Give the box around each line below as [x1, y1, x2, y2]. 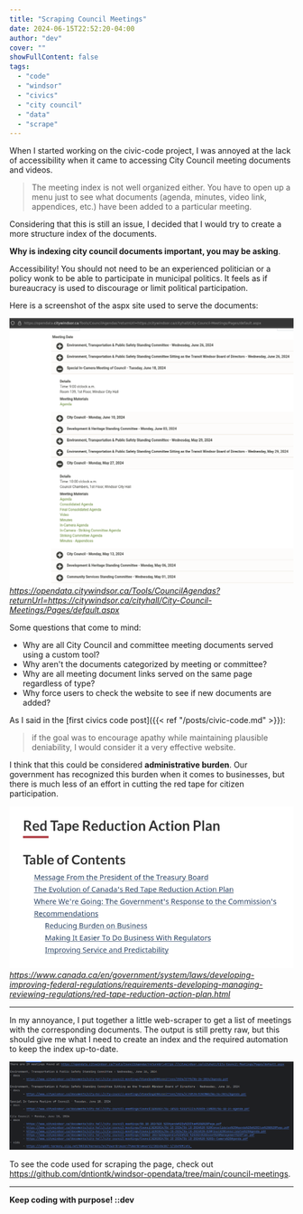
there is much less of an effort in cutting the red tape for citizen [9, 778, 245, 790]
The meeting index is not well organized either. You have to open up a [31, 182, 291, 193]
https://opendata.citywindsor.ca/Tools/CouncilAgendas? [9, 586, 221, 597]
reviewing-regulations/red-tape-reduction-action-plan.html [9, 988, 231, 999]
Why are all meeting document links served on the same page [22, 669, 252, 680]
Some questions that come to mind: [9, 622, 142, 633]
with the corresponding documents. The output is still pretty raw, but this [9, 1024, 280, 1035]
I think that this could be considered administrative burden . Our [9, 759, 248, 770]
